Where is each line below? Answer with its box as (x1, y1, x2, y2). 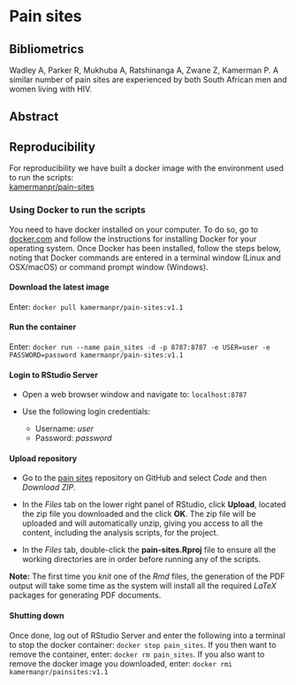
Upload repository (9, 453, 78, 464)
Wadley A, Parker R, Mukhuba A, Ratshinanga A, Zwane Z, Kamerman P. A (9, 65, 279, 75)
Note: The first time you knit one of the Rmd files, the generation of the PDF (9, 571, 285, 581)
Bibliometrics (9, 42, 84, 57)
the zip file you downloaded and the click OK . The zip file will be (21, 509, 256, 520)
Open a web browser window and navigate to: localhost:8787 (21, 389, 247, 400)
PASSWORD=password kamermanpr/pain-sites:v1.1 (9, 350, 184, 359)
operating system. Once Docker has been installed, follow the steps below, (9, 242, 281, 253)
